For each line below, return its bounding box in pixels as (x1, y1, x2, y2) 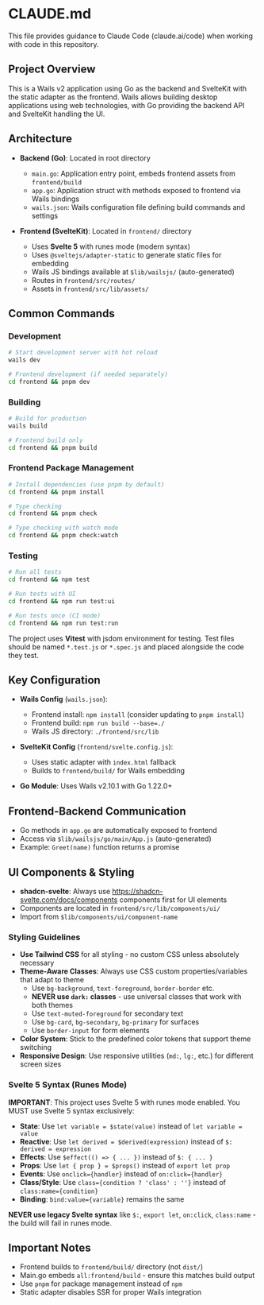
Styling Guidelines (8, 931, 81, 943)
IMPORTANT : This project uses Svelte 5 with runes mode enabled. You (8, 1098, 240, 1107)
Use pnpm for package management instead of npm (19, 1279, 182, 1288)
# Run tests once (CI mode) (8, 611, 101, 620)
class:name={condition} (19, 1187, 99, 1195)
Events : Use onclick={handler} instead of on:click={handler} (19, 1169, 224, 1179)
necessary (19, 958, 55, 968)
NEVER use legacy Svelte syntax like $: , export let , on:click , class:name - (8, 1210, 256, 1219)
